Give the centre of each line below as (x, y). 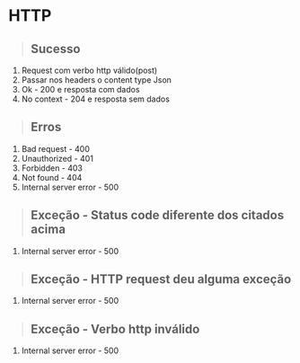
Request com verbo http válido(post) (89, 70)
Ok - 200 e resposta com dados (80, 89)
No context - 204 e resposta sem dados (95, 99)
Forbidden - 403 (52, 168)
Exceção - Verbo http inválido (115, 329)
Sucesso (55, 49)
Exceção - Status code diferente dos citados (157, 215)
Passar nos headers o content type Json (97, 80)
